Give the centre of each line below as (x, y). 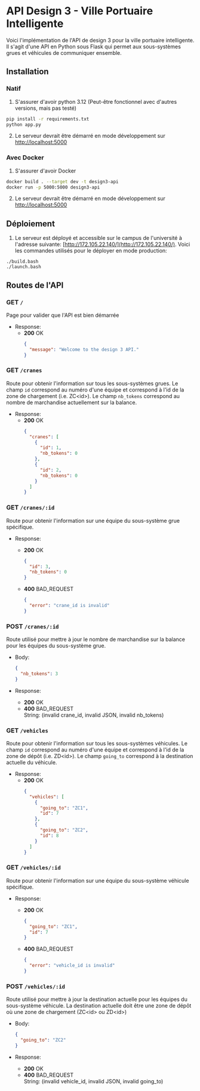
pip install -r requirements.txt (48, 119)
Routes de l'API (35, 285)
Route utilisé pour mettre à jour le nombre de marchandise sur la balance (96, 639)
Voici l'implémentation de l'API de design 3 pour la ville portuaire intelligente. (100, 40)
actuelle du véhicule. (32, 762)
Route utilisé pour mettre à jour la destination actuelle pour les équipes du (97, 999)
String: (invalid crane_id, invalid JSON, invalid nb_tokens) (94, 715)
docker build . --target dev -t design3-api (62, 181)
